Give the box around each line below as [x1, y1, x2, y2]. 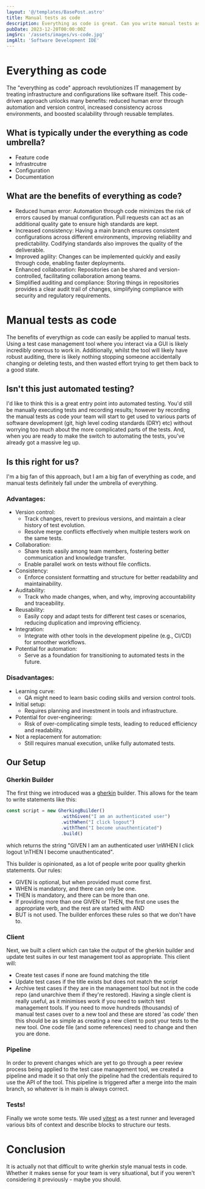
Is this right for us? [6, 457, 79, 467]
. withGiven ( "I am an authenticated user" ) [60, 814, 171, 820]
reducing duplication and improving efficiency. [24, 619, 142, 626]
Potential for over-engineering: [15, 713, 93, 721]
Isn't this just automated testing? [6, 383, 134, 394]
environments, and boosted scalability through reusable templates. [6, 110, 174, 117]
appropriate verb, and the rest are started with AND [15, 904, 145, 912]
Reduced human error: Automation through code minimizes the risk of [15, 207, 191, 214]
